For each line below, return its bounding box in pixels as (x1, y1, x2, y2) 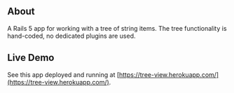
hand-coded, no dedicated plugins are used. (7, 31, 136, 40)
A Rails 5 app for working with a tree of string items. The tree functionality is (7, 24, 227, 32)
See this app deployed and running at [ (7, 70, 120, 79)
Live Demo (7, 52, 55, 64)
